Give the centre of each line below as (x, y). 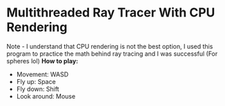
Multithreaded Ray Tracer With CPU (111, 13)
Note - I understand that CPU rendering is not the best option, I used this (110, 46)
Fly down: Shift (38, 89)
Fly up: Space (36, 81)
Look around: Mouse (46, 96)
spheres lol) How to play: (42, 61)
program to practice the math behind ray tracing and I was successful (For (112, 54)
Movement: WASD (42, 74)
